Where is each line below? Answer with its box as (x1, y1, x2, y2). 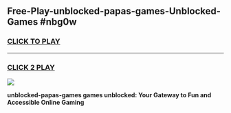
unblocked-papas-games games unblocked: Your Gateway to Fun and (7, 90, 212, 99)
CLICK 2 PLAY (7, 62, 55, 72)
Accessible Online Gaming (7, 98, 85, 106)
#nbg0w (40, 16, 77, 28)
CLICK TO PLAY (7, 37, 60, 47)
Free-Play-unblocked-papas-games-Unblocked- (7, 5, 221, 17)
